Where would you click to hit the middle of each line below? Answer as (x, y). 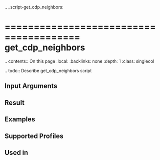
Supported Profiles (34, 136)
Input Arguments (31, 86)
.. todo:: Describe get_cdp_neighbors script (48, 70)
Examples (20, 119)
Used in (16, 152)
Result (15, 103)
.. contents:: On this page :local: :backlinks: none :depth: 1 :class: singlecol (80, 61)
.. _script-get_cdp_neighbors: (34, 7)
